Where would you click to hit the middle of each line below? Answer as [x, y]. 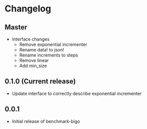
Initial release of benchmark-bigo [46, 121]
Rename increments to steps [49, 55]
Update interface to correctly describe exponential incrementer [77, 93]
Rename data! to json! [42, 50]
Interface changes [31, 39]
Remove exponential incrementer [53, 44]
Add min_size [33, 66]
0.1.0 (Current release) [40, 81]
